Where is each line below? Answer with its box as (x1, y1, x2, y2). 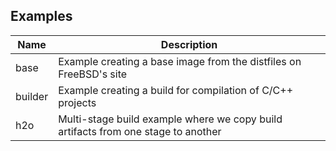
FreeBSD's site (58, 67, 128, 81)
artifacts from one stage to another (58, 124, 222, 138)
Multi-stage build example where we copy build (58, 112, 283, 126)
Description (160, 37, 218, 51)
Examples (10, 8, 73, 25)
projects (58, 95, 97, 109)
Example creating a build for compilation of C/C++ (58, 83, 294, 97)
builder (15, 89, 49, 103)
